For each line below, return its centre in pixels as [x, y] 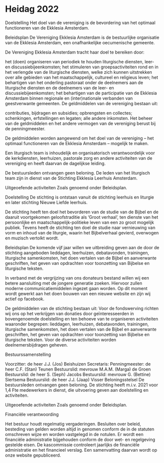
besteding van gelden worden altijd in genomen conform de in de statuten [80, 429]
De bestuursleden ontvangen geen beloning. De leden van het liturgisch [78, 173]
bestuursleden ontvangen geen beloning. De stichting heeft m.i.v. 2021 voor [82, 385]
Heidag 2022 [32, 9]
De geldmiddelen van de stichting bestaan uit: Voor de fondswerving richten [82, 308]
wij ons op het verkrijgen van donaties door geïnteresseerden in [70, 314]
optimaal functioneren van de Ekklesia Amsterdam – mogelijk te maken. [77, 143]
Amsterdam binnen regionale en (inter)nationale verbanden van [69, 98]
